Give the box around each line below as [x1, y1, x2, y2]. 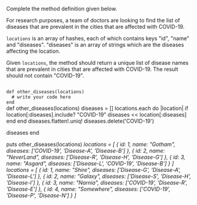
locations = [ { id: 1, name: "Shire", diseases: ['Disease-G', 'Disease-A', [6, 167, 181, 173]
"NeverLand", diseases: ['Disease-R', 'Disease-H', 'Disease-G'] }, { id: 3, [6, 153, 186, 161]
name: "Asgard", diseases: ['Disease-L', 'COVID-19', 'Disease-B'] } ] [6, 160, 174, 167]
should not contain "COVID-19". [6, 72, 84, 79]
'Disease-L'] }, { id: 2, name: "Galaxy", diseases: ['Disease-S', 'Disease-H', [6, 173, 191, 180]
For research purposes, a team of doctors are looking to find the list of [6, 17, 180, 23]
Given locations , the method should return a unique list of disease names [6, 60, 189, 66]
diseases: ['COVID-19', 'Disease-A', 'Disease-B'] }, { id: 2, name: [6, 147, 165, 154]
